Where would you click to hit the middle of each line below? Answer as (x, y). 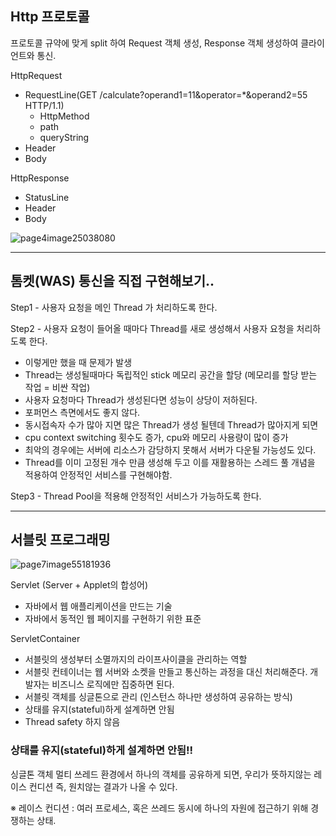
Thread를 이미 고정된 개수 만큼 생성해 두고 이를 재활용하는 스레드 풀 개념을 (170, 462)
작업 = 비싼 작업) (57, 387)
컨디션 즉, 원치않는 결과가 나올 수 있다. (103, 786)
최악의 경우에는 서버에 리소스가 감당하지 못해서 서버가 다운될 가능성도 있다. (170, 449)
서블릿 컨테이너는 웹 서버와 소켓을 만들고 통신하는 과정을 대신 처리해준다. (166, 672)
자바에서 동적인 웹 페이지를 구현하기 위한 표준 (113, 619)
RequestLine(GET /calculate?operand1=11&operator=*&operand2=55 (166, 94)
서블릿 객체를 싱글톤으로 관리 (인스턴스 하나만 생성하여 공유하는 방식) (158, 697)
